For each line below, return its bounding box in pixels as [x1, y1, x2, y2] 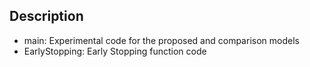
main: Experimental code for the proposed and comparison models [23, 34, 300, 46]
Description [9, 8, 84, 25]
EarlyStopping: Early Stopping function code [23, 45, 207, 57]
